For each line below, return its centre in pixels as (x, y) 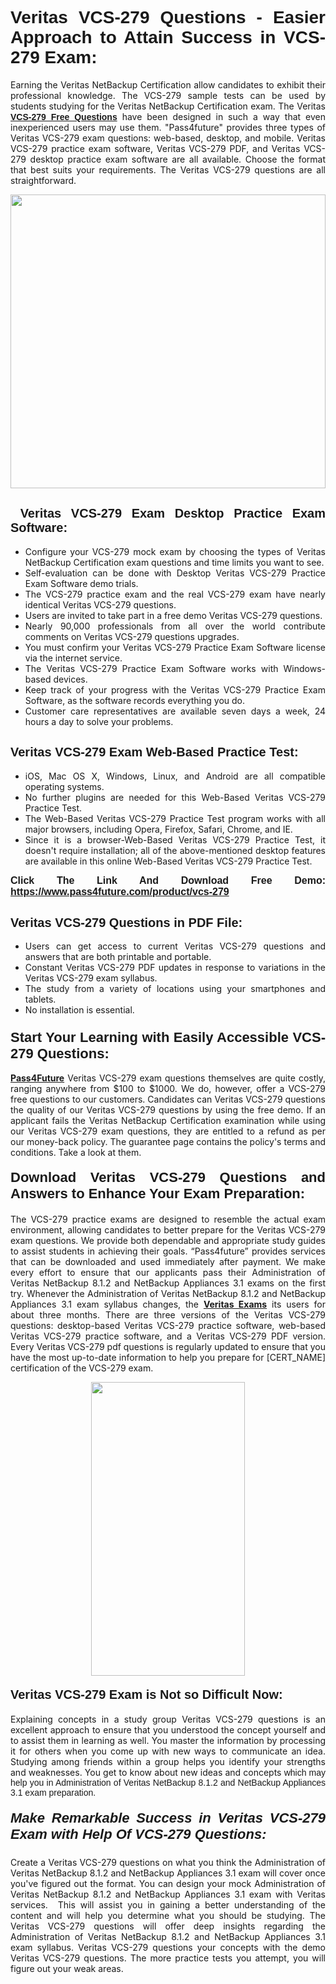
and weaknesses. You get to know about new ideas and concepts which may (168, 1773)
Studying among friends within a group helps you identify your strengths (168, 1762)
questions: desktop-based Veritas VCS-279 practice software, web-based (168, 1325)
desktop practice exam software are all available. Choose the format (177, 159)
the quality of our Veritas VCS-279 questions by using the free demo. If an (168, 1109)
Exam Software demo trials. (81, 583)
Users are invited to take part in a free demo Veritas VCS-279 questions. (173, 615)
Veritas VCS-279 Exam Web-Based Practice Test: (154, 752)
